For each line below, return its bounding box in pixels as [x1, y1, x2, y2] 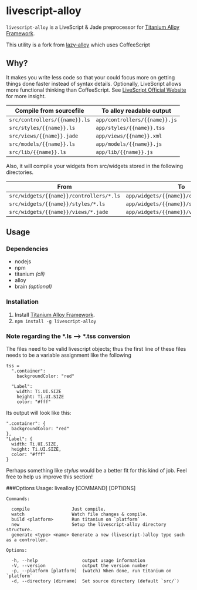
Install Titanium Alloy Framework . [14, 311, 95, 318]
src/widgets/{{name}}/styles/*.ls [9, 200, 106, 207]
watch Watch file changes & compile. [11, 511, 148, 518]
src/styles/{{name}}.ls [9, 125, 76, 131]
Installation [6, 298, 39, 306]
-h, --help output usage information [11, 558, 145, 564]
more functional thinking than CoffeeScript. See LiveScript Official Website [6, 86, 186, 93]
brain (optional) [14, 283, 52, 290]
